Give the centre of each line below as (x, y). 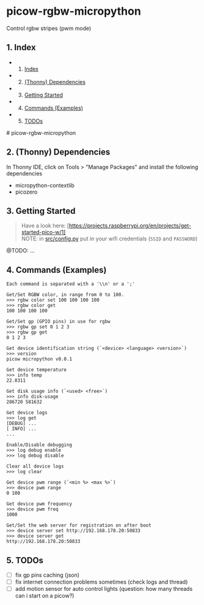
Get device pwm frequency (39, 504)
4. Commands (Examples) (56, 270)
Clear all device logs (35, 466)
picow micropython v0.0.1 (39, 359)
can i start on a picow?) (45, 596)
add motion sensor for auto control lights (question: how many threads (104, 589)
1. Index (21, 48)
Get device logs (27, 413)
